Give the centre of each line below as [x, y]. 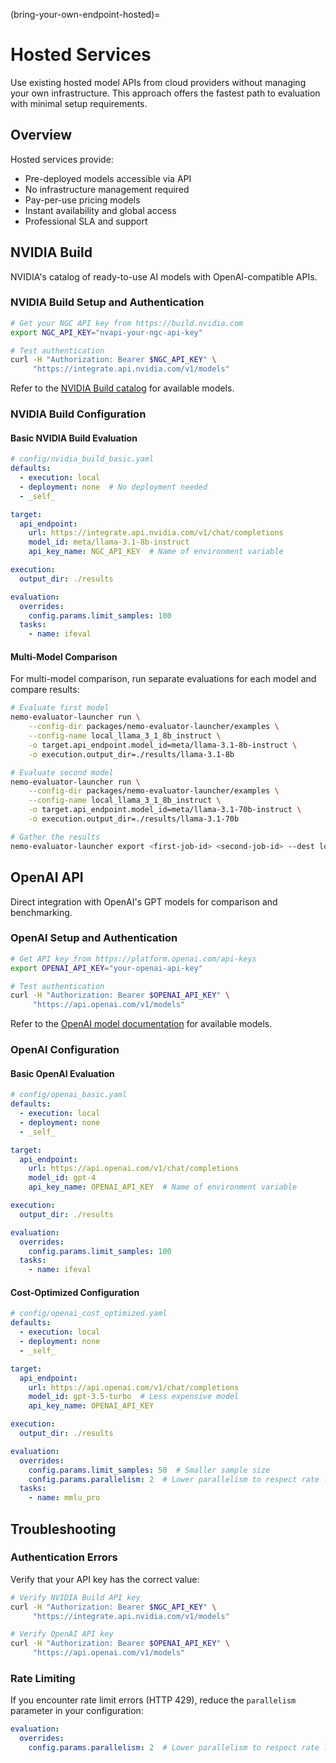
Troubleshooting [63, 1529]
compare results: [45, 690]
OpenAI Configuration [65, 1050]
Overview [41, 135]
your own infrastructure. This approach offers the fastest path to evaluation [165, 93]
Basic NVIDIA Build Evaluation [74, 438]
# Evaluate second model [62, 772]
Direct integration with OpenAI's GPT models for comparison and [144, 901]
